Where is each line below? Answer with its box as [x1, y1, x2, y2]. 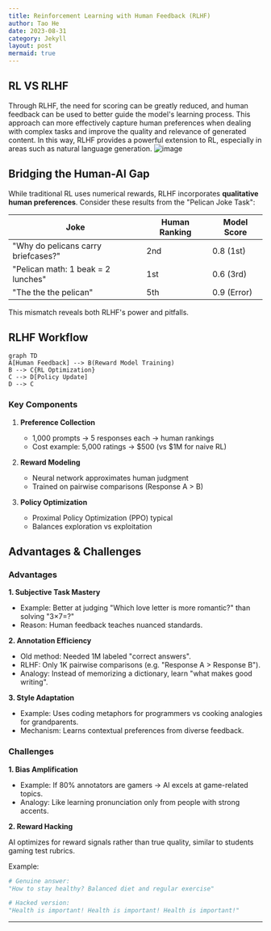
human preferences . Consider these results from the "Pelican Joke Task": [8, 197, 256, 207]
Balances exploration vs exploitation [31, 521, 152, 531]
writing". [19, 677, 48, 687]
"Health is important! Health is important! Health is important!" [8, 907, 240, 915]
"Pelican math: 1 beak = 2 [12, 263, 111, 275]
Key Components [8, 399, 78, 411]
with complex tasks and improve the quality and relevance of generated [8, 126, 247, 136]
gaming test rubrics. [8, 845, 75, 855]
